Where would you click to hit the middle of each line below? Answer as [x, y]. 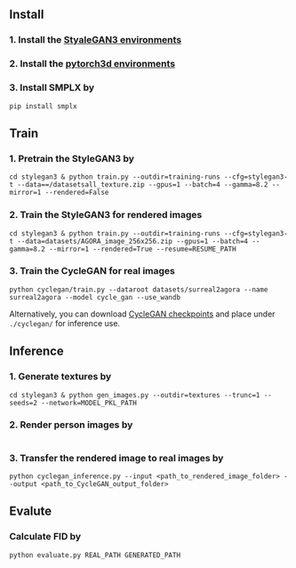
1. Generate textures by [60, 377]
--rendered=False [77, 193]
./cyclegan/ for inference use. [65, 323]
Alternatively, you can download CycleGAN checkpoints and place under [142, 314]
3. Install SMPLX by [52, 88]
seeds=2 [24, 403]
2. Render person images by [71, 425]
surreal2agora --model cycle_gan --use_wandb [95, 297]
